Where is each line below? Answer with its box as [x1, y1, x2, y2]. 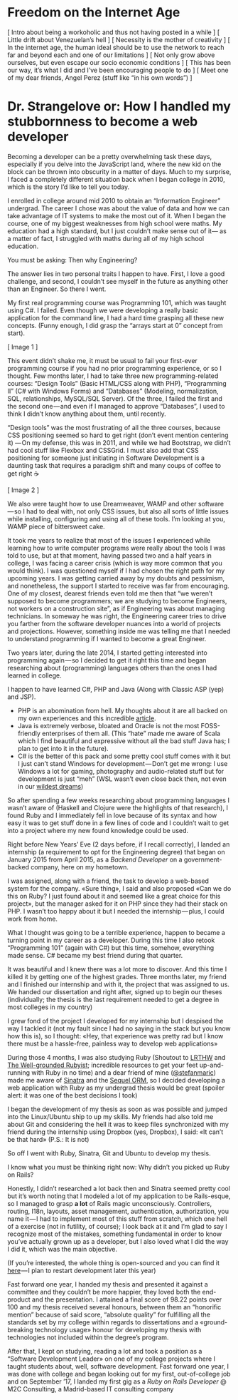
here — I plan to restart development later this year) [7, 1266, 156, 1274]
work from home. [7, 914, 58, 923]
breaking [7, 1325, 33, 1334]
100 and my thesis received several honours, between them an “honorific [7, 1302, 222, 1311]
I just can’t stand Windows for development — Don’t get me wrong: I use [17, 759, 228, 767]
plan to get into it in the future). [17, 744, 109, 752]
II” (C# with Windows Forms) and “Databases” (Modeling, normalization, [7, 387, 219, 395]
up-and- [199, 1061, 224, 1069]
